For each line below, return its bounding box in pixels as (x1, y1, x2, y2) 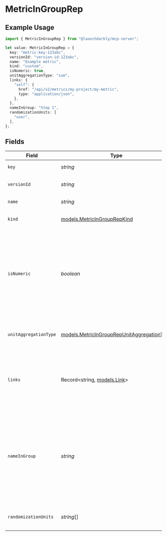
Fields (5, 137, 25, 146)
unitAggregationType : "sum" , (9, 73, 70, 78)
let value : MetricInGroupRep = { (5, 45, 75, 50)
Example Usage (5, 23, 55, 32)
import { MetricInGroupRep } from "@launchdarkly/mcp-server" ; (5, 36, 139, 41)
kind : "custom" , (9, 64, 43, 69)
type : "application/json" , (18, 91, 75, 96)
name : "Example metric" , (9, 59, 61, 64)
